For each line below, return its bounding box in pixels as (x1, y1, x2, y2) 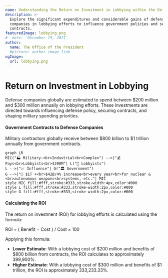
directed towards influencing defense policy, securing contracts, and (5, 107, 147, 113)
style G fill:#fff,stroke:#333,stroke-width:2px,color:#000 (5, 189, 133, 195)
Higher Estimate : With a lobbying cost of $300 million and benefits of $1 (12, 261, 162, 267)
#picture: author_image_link (9, 49, 70, 54)
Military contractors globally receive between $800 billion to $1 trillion (5, 135, 149, 142)
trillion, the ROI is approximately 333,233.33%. (12, 267, 109, 273)
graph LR (5, 151, 23, 156)
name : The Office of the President (9, 45, 84, 50)
